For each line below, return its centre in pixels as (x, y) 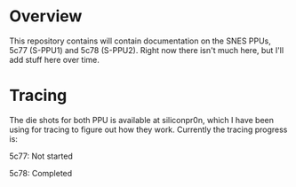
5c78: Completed (41, 173)
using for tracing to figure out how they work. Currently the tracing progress (148, 129)
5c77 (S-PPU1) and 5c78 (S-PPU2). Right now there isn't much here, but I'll (147, 50)
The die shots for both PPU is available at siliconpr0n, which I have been (141, 120)
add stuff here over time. (55, 59)
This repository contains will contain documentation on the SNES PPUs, (140, 41)
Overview (46, 16)
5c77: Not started (41, 156)
